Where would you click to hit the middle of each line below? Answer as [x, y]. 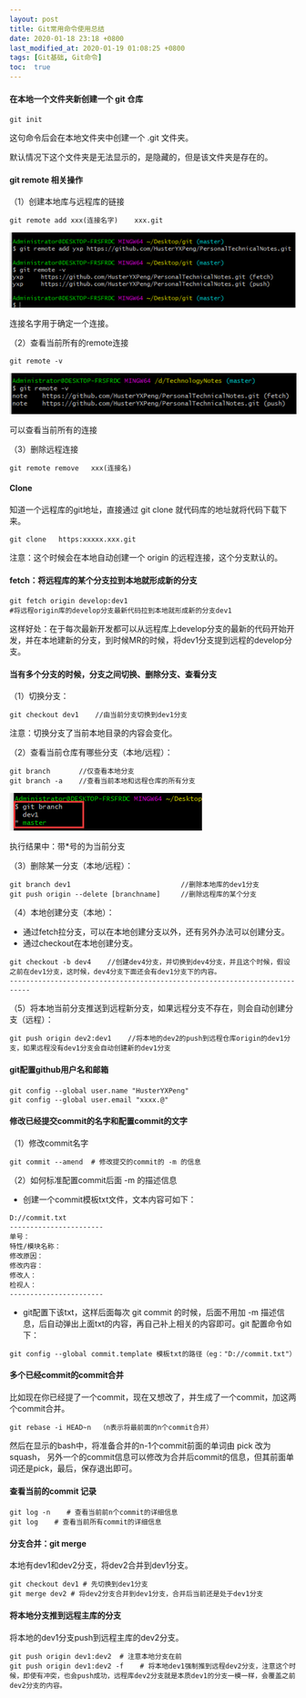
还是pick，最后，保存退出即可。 [77, 1468]
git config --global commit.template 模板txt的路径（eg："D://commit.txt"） [153, 1353]
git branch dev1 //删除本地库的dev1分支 [134, 885]
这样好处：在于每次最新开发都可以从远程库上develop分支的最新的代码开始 [148, 629]
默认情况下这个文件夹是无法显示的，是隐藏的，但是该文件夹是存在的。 [141, 157]
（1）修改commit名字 [49, 1143]
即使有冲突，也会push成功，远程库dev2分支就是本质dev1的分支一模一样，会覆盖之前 [159, 1676]
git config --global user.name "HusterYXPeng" [99, 1091]
